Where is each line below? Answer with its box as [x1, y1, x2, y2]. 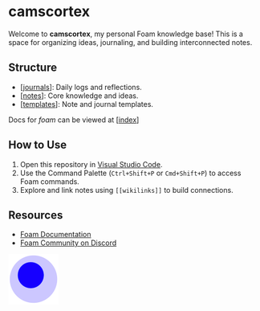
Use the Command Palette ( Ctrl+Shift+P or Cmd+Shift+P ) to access [19, 168, 242, 178]
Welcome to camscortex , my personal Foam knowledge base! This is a [8, 29, 243, 39]
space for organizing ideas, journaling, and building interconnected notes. [8, 37, 253, 47]
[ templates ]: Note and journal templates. [19, 99, 154, 108]
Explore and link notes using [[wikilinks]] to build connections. [19, 185, 234, 194]
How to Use [8, 138, 67, 152]
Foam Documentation [19, 230, 91, 239]
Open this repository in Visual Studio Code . [19, 159, 163, 169]
